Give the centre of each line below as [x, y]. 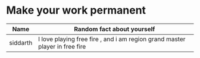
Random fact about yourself [115, 29]
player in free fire [62, 46]
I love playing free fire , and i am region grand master [112, 39]
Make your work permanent [76, 10]
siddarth [21, 43]
